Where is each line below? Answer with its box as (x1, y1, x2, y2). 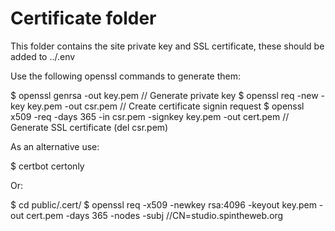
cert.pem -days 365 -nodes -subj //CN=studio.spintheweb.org (26, 209, 284, 221)
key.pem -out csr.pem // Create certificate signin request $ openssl (27, 100, 305, 112)
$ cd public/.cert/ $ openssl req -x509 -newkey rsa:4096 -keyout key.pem (10, 198, 317, 211)
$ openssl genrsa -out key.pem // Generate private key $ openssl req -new (10, 89, 319, 101)
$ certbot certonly (10, 160, 85, 172)
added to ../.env (10, 50, 76, 62)
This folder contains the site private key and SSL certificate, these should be (10, 40, 325, 52)
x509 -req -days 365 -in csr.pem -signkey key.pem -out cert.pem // (10, 110, 290, 122)
